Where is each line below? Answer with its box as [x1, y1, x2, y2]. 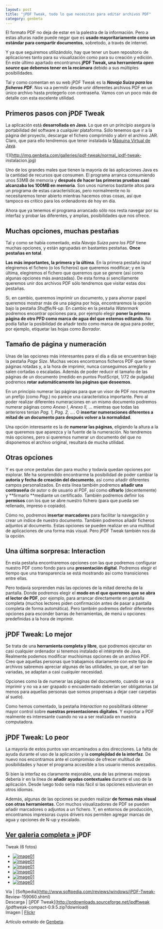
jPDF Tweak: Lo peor [5, 733, 69, 741]
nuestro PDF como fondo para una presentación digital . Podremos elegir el [5, 565, 157, 571]
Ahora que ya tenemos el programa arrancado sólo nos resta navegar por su [5, 208, 159, 214]
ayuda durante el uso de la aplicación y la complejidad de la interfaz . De [5, 751, 151, 757]
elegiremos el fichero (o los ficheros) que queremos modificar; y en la [5, 265, 145, 271]
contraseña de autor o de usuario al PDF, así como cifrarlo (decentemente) [5, 487, 157, 493]
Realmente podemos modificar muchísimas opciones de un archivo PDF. [5, 653, 151, 659]
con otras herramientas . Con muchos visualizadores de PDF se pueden [5, 801, 150, 807]
